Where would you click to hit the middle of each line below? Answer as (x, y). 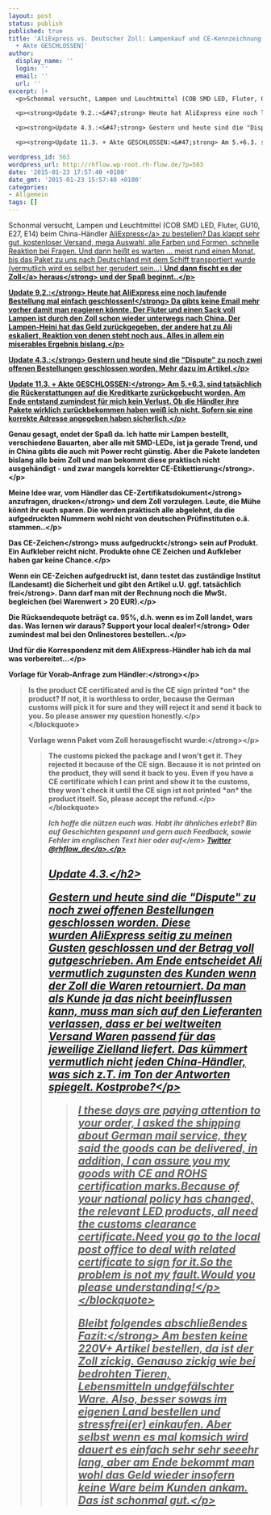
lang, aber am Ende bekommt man (166, 1463)
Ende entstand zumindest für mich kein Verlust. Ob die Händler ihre (124, 401)
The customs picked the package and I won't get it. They (145, 756)
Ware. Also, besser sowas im (152, 1400)
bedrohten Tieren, (124, 1374)
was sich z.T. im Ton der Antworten (139, 1074)
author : (21, 53)
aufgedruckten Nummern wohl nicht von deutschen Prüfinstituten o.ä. (129, 518)
